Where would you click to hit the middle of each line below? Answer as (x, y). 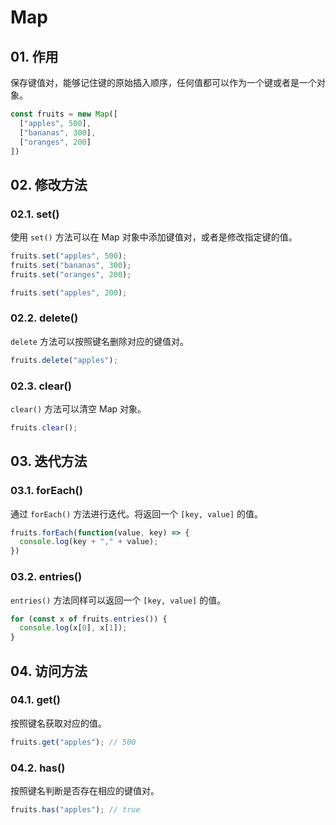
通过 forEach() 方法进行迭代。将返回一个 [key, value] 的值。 (137, 513)
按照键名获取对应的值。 (58, 723)
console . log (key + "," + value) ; (89, 542)
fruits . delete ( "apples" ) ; (64, 360)
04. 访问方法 (49, 671)
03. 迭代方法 (49, 461)
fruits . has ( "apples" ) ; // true (75, 810)
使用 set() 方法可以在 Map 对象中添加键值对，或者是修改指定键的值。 (154, 237)
